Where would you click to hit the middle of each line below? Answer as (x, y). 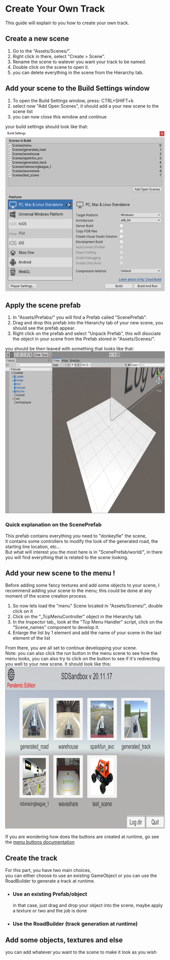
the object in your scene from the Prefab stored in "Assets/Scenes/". (84, 339)
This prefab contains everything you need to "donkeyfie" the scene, (76, 536)
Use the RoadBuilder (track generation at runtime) (75, 924)
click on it (23, 611)
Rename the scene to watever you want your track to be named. (79, 62)
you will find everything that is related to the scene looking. (67, 557)
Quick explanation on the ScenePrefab (54, 525)
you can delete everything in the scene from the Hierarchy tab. (78, 72)
